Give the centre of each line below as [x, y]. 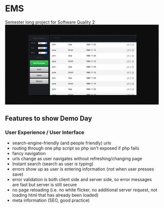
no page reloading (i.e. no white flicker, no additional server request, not [85, 190]
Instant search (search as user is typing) [53, 164]
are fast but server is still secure [44, 185]
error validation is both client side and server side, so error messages [82, 180]
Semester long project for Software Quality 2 [50, 22]
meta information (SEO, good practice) [51, 200]
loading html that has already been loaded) [55, 195]
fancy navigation [29, 154]
